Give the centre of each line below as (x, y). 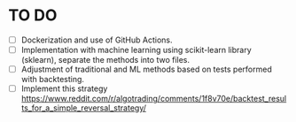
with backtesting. (53, 80)
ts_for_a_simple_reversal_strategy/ (84, 108)
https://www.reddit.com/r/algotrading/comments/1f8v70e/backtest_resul (154, 99)
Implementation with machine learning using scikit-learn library (136, 50)
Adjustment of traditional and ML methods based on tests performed (146, 69)
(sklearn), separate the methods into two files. (105, 60)
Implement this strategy (64, 88)
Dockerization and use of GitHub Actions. (97, 40)
